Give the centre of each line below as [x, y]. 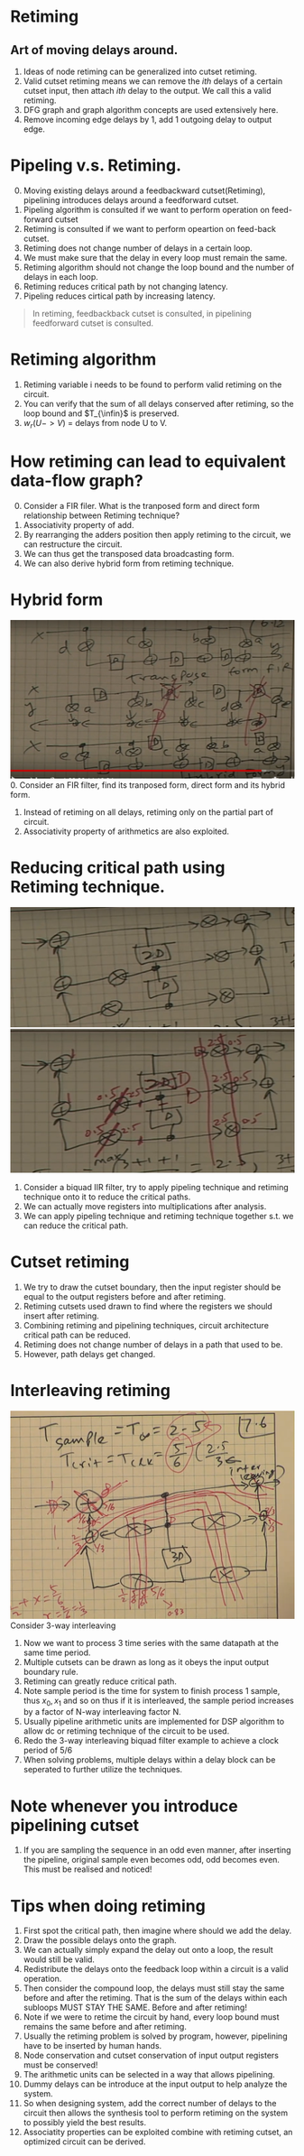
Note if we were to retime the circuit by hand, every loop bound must [151, 2017]
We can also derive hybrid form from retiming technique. [129, 563]
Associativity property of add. [78, 524]
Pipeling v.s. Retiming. [96, 166]
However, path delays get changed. [89, 1355]
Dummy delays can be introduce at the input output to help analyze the [155, 2084]
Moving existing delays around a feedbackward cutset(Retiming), [144, 190]
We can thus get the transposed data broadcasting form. [129, 553]
